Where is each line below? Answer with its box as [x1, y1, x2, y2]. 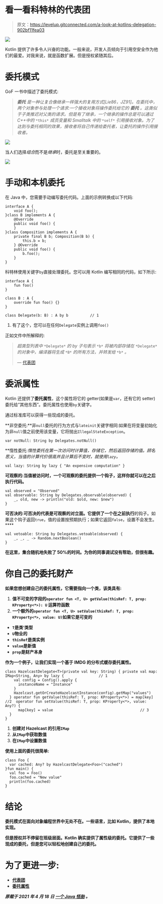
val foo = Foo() [9, 770, 42, 775]
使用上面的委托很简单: [5, 748, 50, 754]
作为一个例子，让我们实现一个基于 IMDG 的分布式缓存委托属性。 [5, 659, 134, 665]
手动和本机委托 [5, 177, 65, 188]
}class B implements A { [5, 212, 55, 218]
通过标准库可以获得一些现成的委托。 [5, 412, 78, 418]
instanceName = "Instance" [18, 682, 73, 687]
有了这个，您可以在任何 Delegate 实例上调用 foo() [12, 322, 109, 328]
